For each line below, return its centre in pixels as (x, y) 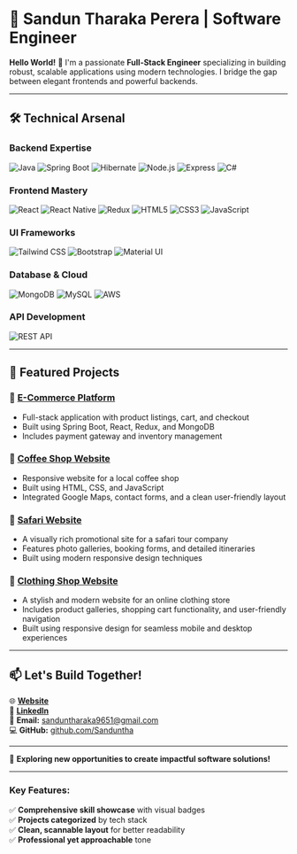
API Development (47, 317)
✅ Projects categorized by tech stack (78, 819)
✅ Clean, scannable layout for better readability (97, 829)
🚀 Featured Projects (65, 373)
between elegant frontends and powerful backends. (104, 81)
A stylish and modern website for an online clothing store (126, 600)
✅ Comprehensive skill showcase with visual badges (107, 810)
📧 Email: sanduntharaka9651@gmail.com (84, 720)
